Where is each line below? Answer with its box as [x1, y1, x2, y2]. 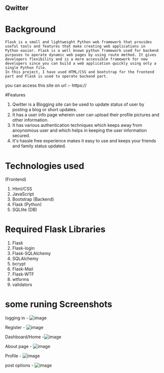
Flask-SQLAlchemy [12, 251, 51, 256]
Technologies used [5, 160, 85, 171]
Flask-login [12, 245, 35, 251]
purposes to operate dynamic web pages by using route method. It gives [5, 52, 157, 58]
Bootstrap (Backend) [12, 196, 54, 202]
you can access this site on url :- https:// [5, 83, 87, 89]
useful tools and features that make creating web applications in [5, 44, 146, 49]
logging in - [5, 315, 28, 321]
